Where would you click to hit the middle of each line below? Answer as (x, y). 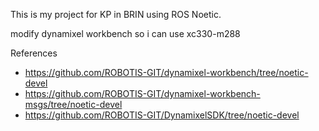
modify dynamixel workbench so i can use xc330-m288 (125, 33)
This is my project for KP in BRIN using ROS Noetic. (116, 14)
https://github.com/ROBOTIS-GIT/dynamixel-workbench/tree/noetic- (166, 72)
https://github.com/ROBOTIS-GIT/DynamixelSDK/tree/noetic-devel (162, 115)
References (34, 53)
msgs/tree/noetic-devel (73, 104)
